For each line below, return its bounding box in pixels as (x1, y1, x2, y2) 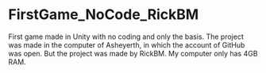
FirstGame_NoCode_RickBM (8, 6, 199, 24)
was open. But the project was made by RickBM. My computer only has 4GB (8, 48, 258, 58)
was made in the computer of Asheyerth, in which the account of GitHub (8, 40, 245, 49)
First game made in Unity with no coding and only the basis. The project (8, 32, 244, 41)
